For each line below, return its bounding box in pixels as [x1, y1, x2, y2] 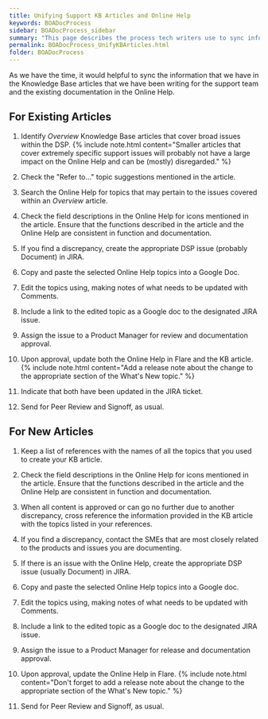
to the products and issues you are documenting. [20, 543, 182, 552]
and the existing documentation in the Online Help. [9, 87, 175, 96]
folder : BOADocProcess [9, 48, 84, 56]
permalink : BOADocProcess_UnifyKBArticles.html [9, 41, 170, 49]
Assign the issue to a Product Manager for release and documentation [20, 645, 251, 655]
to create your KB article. [20, 454, 103, 464]
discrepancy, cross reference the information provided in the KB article [20, 510, 254, 520]
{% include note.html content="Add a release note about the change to [20, 362, 254, 372]
